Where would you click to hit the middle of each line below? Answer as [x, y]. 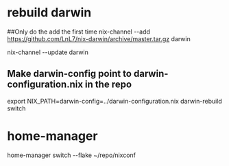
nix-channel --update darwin [48, 52]
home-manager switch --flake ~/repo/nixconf [71, 155]
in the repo [108, 85]
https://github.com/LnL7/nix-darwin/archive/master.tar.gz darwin [99, 38]
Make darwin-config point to [70, 74]
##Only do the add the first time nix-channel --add [79, 32]
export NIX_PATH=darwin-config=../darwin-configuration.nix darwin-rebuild [115, 101]
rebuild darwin [49, 13]
